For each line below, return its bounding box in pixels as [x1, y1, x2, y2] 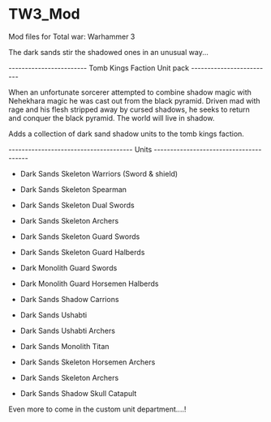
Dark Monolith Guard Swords [19, 262, 118, 272]
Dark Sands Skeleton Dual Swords [19, 200, 135, 210]
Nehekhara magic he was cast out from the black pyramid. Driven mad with [8, 96, 261, 105]
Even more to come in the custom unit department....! [8, 404, 187, 414]
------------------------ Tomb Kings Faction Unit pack [8, 62, 190, 73]
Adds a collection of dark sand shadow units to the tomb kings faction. [8, 129, 245, 139]
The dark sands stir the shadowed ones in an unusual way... [8, 47, 209, 57]
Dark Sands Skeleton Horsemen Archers [19, 357, 156, 367]
